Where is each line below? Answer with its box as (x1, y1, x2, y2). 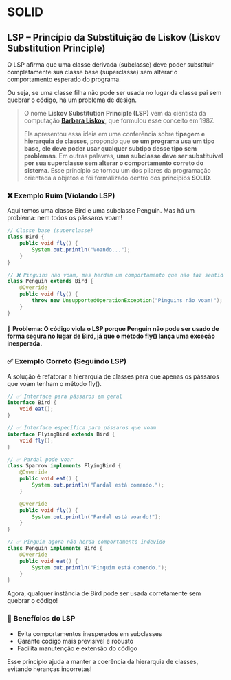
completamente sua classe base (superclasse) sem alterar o (7, 68, 178, 76)
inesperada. (7, 339, 43, 348)
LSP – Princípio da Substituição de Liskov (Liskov (7, 32, 221, 43)
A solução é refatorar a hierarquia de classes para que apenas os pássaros (7, 372, 220, 381)
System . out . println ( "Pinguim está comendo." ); (32, 564, 168, 571)
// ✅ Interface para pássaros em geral (7, 393, 122, 400)
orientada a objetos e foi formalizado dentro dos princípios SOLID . (23, 173, 212, 182)
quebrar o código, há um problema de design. (7, 96, 137, 104)
